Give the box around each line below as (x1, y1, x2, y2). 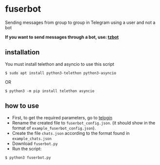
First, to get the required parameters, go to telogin (12, 114, 113, 120)
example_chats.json (12, 136, 52, 141)
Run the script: (12, 146, 42, 151)
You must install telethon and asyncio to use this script (5, 61, 114, 67)
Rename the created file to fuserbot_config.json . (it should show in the (12, 120, 156, 126)
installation (5, 48, 40, 56)
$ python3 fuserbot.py (5, 155, 51, 160)
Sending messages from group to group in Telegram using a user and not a (5, 19, 156, 25)
